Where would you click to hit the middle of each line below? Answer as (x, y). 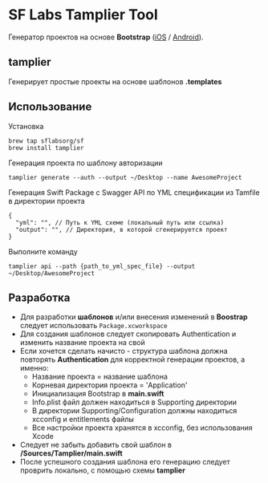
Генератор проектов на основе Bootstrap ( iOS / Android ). (106, 37)
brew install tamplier (46, 148)
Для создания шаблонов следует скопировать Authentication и (128, 334)
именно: (34, 368)
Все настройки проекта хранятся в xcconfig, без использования (142, 428)
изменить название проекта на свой (83, 343)
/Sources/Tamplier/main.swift (71, 453)
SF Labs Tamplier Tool (83, 15)
